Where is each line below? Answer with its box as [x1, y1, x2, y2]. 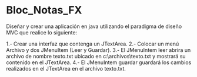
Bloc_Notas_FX [6, 3, 82, 17]
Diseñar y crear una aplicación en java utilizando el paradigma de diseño [6, 23, 182, 30]
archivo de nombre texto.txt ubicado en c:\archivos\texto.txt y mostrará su [6, 52, 186, 60]
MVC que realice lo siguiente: [6, 29, 78, 36]
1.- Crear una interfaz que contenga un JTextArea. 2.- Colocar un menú [6, 40, 179, 47]
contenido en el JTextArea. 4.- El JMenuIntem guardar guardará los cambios [6, 59, 192, 66]
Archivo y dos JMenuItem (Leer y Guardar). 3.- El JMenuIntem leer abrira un [6, 46, 191, 53]
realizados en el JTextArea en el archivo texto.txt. [6, 65, 126, 72]
